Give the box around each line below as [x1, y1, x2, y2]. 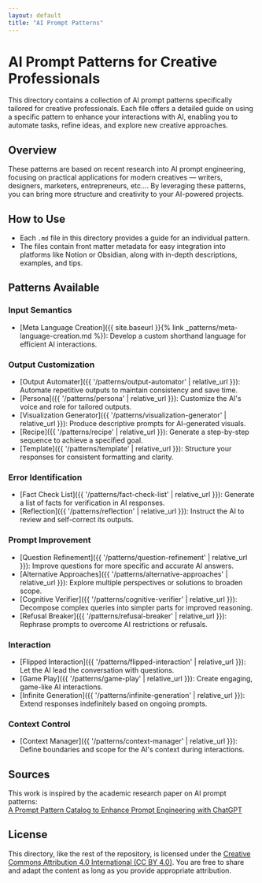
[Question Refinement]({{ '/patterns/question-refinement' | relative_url [19, 552, 248, 562]
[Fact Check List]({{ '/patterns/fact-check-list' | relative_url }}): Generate [19, 490, 255, 499]
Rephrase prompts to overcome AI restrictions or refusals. [19, 619, 208, 629]
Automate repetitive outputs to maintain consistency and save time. [19, 385, 238, 395]
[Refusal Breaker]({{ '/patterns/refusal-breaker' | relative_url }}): [19, 611, 227, 621]
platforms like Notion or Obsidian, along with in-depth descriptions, [19, 250, 238, 260]
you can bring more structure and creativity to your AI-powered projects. [8, 190, 244, 199]
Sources [8, 767, 50, 781]
